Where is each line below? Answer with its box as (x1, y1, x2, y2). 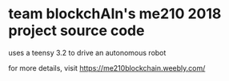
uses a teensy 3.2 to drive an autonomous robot (8, 48, 167, 57)
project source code (8, 21, 145, 40)
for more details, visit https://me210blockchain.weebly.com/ (8, 63, 206, 72)
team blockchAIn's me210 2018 (8, 5, 222, 23)
